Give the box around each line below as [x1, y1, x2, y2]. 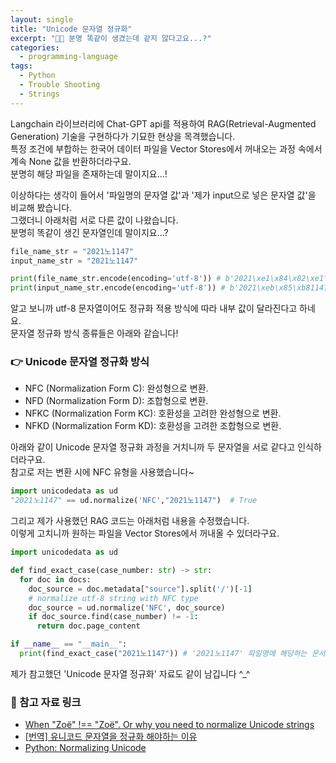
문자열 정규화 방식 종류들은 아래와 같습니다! [10, 327, 179, 340]
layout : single [10, 14, 74, 25]
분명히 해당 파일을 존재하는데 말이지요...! [10, 167, 168, 180]
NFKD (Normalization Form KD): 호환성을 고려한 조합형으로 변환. [24, 420, 282, 432]
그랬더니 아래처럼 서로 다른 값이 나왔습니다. [10, 214, 179, 226]
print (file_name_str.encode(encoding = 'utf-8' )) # [10, 274, 222, 284]
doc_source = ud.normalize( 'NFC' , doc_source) [28, 602, 226, 613]
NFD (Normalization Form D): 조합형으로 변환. [24, 395, 209, 407]
